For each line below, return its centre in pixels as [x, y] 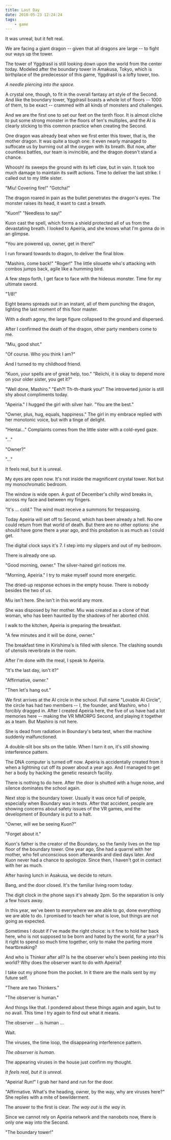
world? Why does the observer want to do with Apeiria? [64, 963]
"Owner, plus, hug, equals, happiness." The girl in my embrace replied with [83, 414]
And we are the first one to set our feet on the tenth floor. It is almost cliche [84, 115]
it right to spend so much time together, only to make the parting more [79, 942]
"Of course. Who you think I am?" [40, 354]
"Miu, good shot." [24, 344]
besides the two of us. [29, 590]
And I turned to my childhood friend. [43, 364]
